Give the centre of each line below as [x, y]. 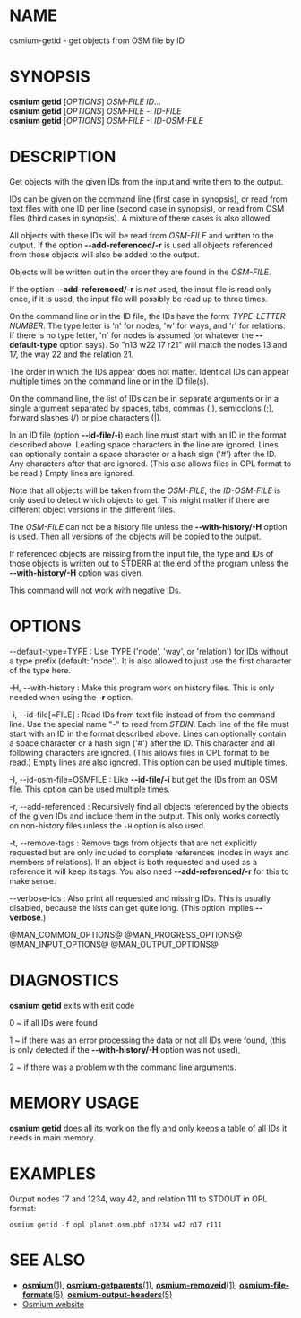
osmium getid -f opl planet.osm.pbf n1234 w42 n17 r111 [116, 1225]
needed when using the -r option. [71, 697]
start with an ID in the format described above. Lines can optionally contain [148, 733]
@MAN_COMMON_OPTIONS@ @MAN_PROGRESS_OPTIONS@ [126, 934]
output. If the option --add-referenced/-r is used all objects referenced [141, 245]
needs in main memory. [52, 1137]
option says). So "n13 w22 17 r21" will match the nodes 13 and [173, 344]
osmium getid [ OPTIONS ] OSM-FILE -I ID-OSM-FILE [107, 120]
